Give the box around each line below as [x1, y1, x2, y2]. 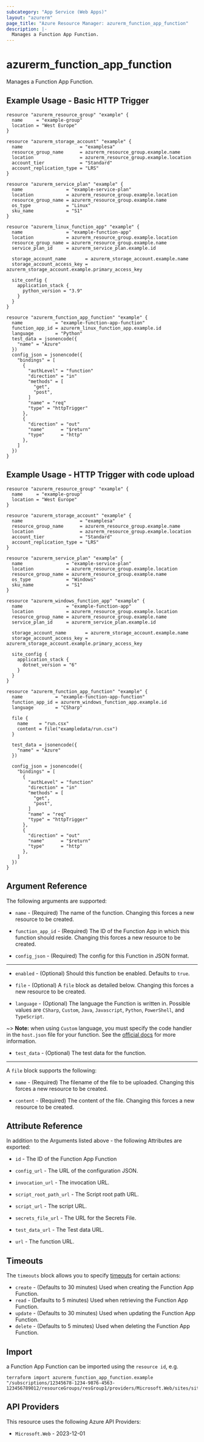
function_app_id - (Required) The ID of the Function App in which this [15, 927, 190, 934]
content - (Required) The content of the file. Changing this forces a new [15, 1096, 195, 1104]
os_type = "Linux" [12, 202, 91, 208]
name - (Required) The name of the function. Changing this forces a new [15, 909, 194, 916]
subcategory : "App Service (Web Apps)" [6, 9, 107, 15]
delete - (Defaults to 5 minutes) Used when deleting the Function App [15, 1323, 190, 1330]
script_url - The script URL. [15, 1202, 87, 1210]
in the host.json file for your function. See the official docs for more [6, 1031, 176, 1038]
